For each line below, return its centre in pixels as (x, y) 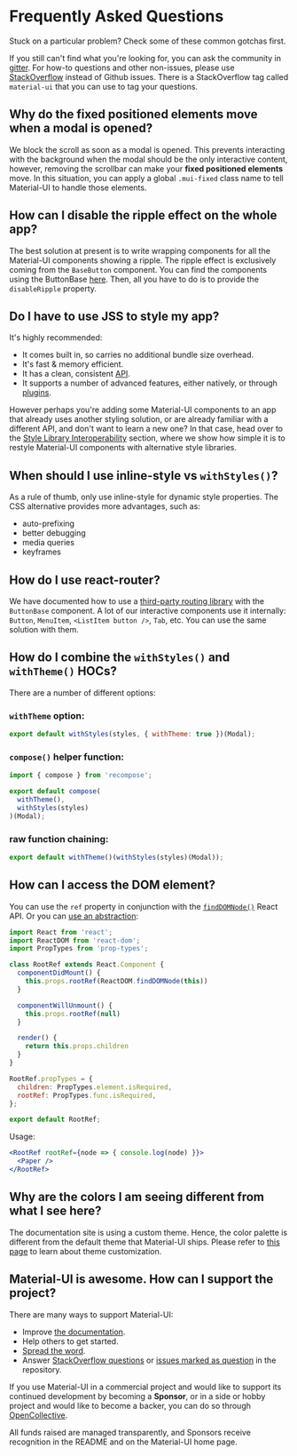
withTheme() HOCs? (63, 671)
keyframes (42, 552)
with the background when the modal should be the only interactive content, (148, 159)
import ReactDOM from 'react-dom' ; (75, 940)
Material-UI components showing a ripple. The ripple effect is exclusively (143, 260)
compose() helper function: (66, 757)
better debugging (54, 533)
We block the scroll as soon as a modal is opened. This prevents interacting (147, 149)
